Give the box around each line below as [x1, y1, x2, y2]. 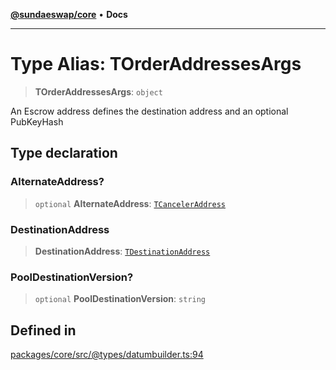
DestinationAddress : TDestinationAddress [34, 245, 211, 257]
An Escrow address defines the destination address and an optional [10, 105, 289, 117]
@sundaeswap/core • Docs [10, 9, 128, 20]
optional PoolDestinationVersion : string [34, 293, 207, 305]
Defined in [10, 322, 77, 339]
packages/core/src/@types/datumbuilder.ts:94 [10, 349, 204, 361]
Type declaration [10, 145, 118, 162]
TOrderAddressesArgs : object [34, 85, 163, 98]
